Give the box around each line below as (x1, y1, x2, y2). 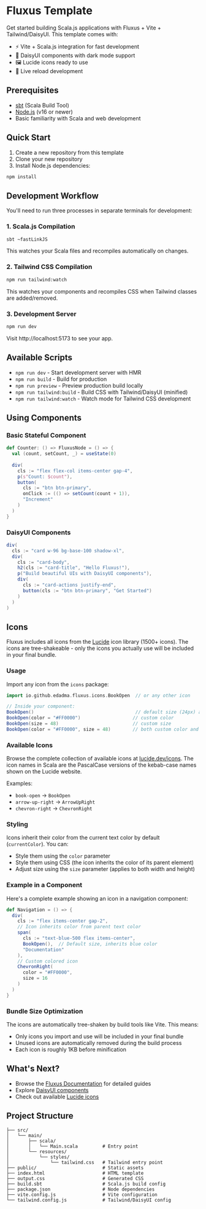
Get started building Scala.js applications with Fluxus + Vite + (6, 24, 161, 31)
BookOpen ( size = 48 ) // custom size (6, 721, 172, 727)
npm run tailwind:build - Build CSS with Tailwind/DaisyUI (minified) (15, 388, 188, 396)
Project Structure (6, 1111, 74, 1121)
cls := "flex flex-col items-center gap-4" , (17, 468, 133, 474)
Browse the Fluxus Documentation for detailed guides (15, 1079, 151, 1087)
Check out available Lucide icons (15, 1093, 99, 1100)
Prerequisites (6, 85, 59, 96)
